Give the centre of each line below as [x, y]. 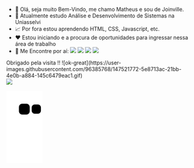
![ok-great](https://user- [91, 63]
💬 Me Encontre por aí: [42, 51]
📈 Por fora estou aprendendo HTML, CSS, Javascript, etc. [87, 29]
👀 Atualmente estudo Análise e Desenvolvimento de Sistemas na [95, 16]
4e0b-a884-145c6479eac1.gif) [44, 76]
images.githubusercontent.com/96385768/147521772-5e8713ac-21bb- [94, 69]
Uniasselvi [28, 22]
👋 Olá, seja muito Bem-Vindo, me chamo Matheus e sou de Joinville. [99, 9]
